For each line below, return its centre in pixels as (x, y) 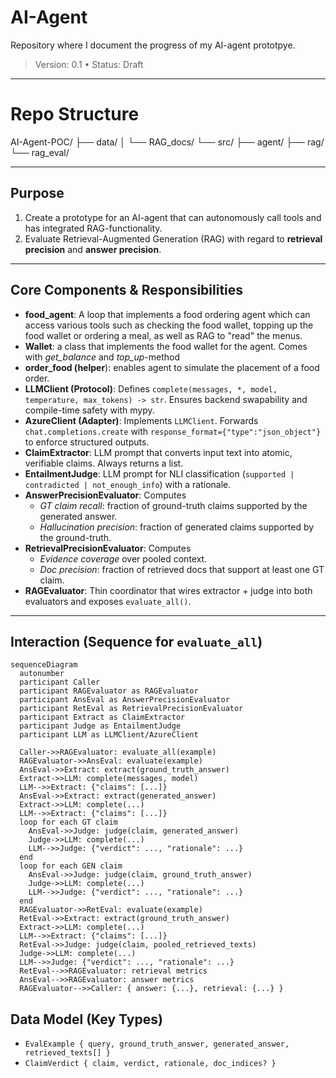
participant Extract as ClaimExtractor (102, 717)
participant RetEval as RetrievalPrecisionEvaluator (131, 709)
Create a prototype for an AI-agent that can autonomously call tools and (173, 217)
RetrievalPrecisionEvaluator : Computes (108, 548)
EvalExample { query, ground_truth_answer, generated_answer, (157, 1044)
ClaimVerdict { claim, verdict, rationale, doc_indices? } (150, 1064)
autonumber (42, 674)
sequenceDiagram (44, 665)
